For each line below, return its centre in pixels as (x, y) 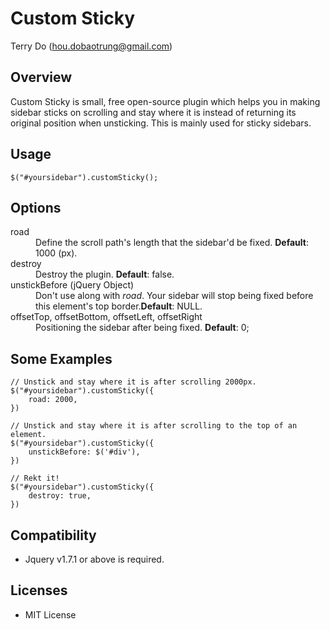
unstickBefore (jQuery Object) (72, 285)
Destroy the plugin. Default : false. (105, 274)
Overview (41, 77)
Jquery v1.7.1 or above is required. (94, 559)
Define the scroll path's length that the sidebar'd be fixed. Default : (172, 243)
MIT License (50, 614)
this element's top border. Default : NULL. (119, 306)
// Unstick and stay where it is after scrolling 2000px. (133, 382)
